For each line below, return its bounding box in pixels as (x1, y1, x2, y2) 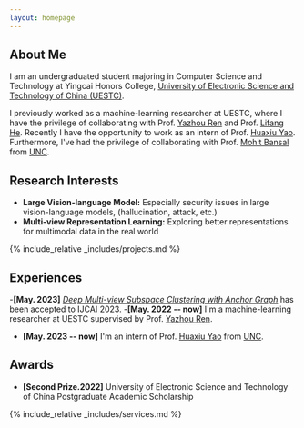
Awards (9, 357, 55, 373)
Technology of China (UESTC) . (9, 90, 125, 101)
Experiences (9, 270, 83, 285)
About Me (9, 47, 66, 63)
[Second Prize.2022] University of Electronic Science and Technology (22, 381, 289, 392)
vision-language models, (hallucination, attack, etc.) (22, 206, 218, 218)
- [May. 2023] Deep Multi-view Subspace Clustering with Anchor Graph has (9, 294, 294, 305)
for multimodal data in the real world (22, 226, 159, 237)
